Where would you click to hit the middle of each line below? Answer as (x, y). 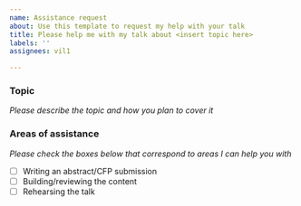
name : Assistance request (58, 18)
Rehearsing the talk (58, 192)
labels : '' (30, 43)
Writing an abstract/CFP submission (89, 171)
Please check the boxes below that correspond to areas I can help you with (150, 154)
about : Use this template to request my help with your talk (127, 26)
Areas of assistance (54, 134)
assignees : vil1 (40, 51)
